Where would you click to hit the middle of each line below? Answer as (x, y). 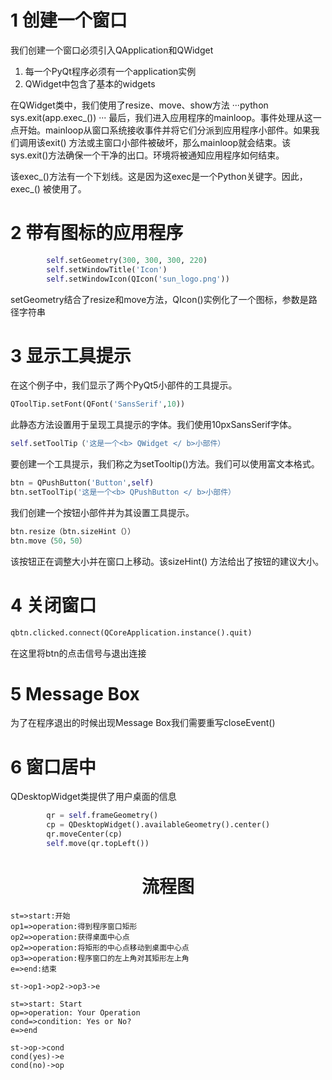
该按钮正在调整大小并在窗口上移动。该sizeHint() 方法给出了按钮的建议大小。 (167, 561)
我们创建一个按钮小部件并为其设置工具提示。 (102, 512)
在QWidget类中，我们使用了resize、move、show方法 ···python (139, 105)
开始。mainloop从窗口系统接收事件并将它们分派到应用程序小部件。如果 (165, 130)
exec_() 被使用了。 (48, 188)
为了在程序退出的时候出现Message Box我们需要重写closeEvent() (143, 723)
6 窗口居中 (53, 767)
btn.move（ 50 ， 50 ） (48, 541)
